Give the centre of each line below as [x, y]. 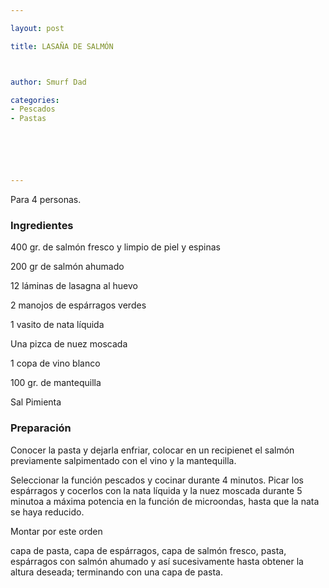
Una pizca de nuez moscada [69, 344]
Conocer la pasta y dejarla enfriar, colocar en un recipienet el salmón [152, 450]
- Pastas [28, 119]
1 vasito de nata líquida [57, 325]
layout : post [37, 28]
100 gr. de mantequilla [56, 383]
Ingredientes [42, 225]
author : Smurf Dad [48, 82]
